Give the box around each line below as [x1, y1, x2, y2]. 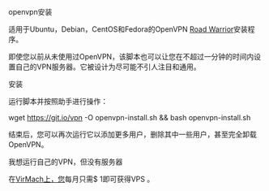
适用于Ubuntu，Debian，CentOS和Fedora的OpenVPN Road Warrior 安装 [8, 24, 249, 34]
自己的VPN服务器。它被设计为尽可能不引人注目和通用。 [15, 62, 201, 72]
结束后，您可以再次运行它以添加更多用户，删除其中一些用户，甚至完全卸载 [8, 129, 257, 139]
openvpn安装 [8, 7, 53, 16]
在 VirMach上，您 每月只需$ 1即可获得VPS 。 [8, 174, 155, 184]
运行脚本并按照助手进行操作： [8, 97, 108, 106]
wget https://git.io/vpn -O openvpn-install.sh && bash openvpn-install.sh [8, 113, 251, 122]
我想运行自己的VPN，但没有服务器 [8, 157, 123, 167]
